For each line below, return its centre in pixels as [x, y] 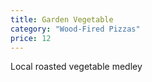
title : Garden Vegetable [62, 19]
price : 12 [31, 38]
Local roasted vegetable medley [76, 67]
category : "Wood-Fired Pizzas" [75, 29]
